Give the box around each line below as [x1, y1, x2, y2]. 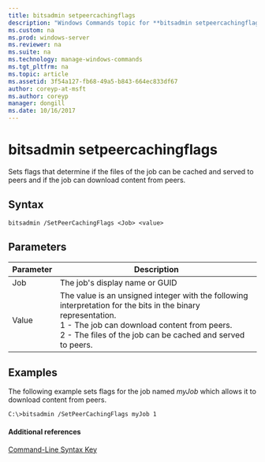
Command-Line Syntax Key [8, 445, 97, 454]
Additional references [8, 427, 81, 436]
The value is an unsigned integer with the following [59, 289, 248, 300]
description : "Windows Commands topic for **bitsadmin [8, 19, 192, 27]
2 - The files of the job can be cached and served [59, 329, 245, 340]
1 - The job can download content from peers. [59, 319, 233, 330]
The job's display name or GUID [59, 277, 177, 288]
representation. [59, 309, 117, 320]
